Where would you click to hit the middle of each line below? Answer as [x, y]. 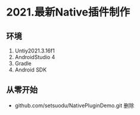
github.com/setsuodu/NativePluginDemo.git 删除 [74, 105]
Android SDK [31, 70]
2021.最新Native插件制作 [68, 12]
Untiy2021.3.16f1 [35, 51]
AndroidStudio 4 [35, 57]
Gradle [23, 63]
